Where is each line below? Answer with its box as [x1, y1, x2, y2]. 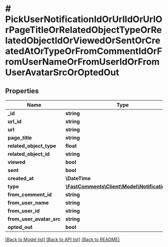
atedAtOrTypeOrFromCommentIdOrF [5, 45, 162, 57]
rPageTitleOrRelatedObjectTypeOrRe [5, 24, 162, 35]
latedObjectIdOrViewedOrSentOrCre [5, 35, 161, 46]
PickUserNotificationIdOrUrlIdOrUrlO [5, 13, 162, 25]
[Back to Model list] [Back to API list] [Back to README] [5, 236, 120, 242]
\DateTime [65, 175, 91, 181]
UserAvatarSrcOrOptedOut [5, 67, 119, 78]
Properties [5, 86, 39, 95]
